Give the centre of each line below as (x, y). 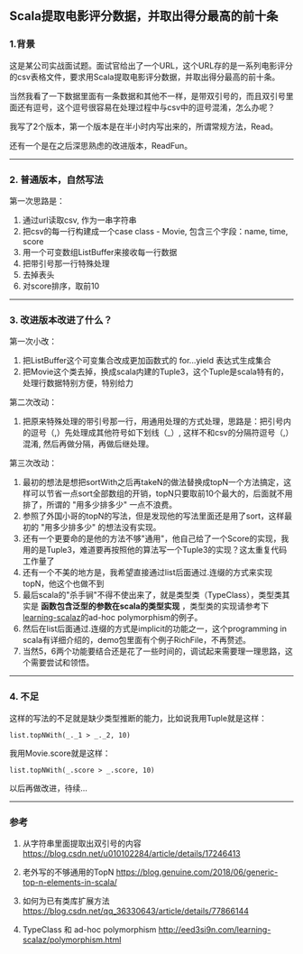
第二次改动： (33, 402)
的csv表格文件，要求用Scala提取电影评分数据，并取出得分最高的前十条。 (145, 77)
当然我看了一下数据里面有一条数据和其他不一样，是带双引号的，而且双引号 (147, 96)
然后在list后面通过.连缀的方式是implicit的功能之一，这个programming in (154, 628)
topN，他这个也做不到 (63, 583)
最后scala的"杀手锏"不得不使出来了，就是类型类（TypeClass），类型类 (152, 595)
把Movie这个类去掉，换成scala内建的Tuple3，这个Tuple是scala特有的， (155, 372)
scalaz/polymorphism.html (72, 940)
